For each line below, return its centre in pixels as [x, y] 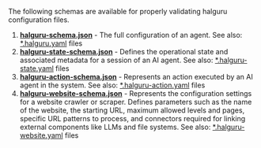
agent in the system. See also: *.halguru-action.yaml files [112, 85]
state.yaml [36, 68]
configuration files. [39, 20]
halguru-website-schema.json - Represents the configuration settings [136, 93]
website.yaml [41, 135]
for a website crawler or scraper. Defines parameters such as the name [136, 102]
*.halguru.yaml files [51, 43]
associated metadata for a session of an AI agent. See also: [116, 60]
